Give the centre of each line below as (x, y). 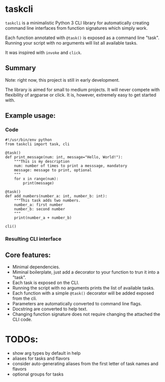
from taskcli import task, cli (37, 144)
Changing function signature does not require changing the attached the (86, 314)
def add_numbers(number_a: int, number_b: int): (56, 196)
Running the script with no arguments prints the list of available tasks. (83, 288)
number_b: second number (40, 209)
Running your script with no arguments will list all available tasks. (71, 43)
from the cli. (25, 298)
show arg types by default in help (46, 353)
